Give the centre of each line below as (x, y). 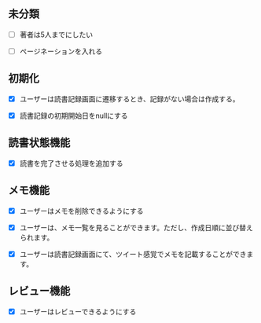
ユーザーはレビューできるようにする (78, 311)
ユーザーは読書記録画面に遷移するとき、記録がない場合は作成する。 (129, 99)
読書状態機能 (39, 143)
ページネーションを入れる (61, 51)
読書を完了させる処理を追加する (71, 163)
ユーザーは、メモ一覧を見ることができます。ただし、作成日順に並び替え (136, 227)
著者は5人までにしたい (56, 35)
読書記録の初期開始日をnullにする (74, 116)
